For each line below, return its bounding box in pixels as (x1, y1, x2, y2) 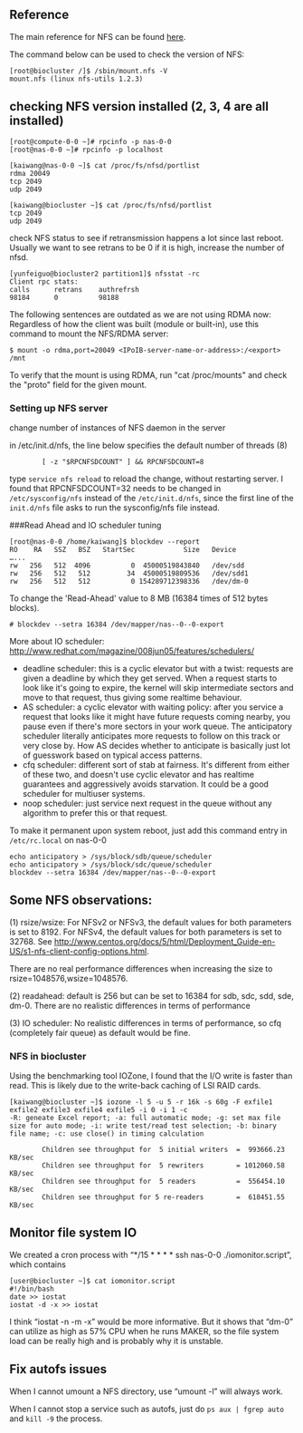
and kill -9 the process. (9, 1413, 103, 1424)
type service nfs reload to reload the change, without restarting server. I (9, 473, 283, 484)
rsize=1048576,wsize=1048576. (9, 973, 128, 983)
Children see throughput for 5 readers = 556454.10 (42, 1177, 285, 1186)
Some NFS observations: (9, 893, 153, 908)
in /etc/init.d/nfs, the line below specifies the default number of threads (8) (9, 440, 288, 450)
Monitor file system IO (9, 1225, 137, 1241)
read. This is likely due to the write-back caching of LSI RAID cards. (9, 1080, 261, 1091)
